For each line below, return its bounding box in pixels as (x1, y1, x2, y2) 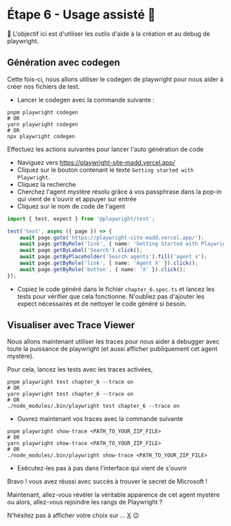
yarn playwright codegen (7, 121, 78, 128)
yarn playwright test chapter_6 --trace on (7, 391, 134, 398)
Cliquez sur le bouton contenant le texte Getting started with (16, 165, 194, 174)
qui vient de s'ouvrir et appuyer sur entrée (16, 194, 137, 203)
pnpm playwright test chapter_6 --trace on (7, 378, 134, 386)
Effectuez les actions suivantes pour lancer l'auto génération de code (7, 145, 204, 153)
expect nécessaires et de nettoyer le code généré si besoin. (16, 299, 187, 308)
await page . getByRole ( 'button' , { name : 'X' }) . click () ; (19, 266, 186, 273)
